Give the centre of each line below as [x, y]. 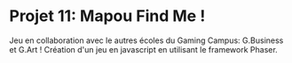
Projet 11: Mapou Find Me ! [107, 16]
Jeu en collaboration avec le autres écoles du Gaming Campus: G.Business [146, 40]
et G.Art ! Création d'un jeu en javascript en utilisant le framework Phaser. [143, 49]
